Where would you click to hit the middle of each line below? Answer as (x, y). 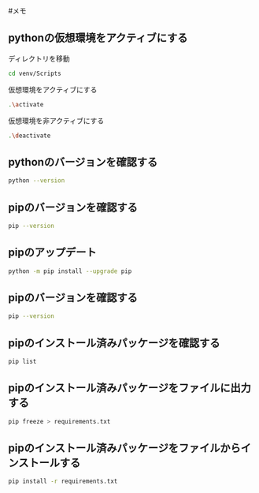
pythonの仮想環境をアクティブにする (98, 38)
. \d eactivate (30, 136)
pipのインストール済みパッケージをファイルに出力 (130, 388)
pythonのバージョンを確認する (83, 162)
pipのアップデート (52, 253)
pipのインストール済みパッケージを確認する (114, 343)
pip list (22, 361)
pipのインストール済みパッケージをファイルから (125, 448)
